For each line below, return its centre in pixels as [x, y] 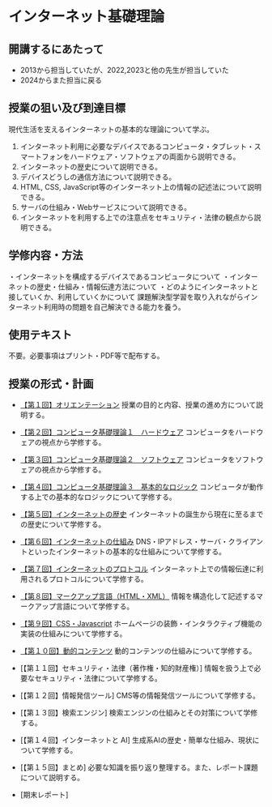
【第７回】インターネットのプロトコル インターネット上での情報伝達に [138, 569]
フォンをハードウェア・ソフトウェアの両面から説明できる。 [141, 156]
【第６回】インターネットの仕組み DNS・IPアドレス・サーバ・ [124, 542]
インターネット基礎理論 [87, 17]
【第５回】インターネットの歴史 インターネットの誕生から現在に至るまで [142, 515]
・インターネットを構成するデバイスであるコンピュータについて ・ [119, 276]
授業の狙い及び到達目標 [67, 108]
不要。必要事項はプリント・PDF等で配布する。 [86, 356]
